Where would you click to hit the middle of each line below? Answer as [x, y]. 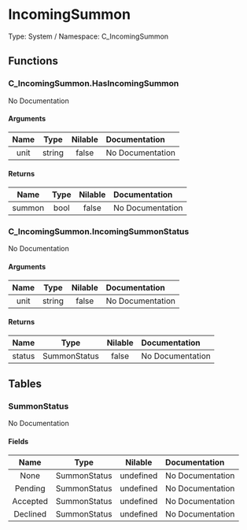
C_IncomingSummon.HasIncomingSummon [94, 83]
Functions [33, 61]
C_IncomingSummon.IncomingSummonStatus [99, 232]
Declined [30, 513]
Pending [30, 488]
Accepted [30, 501]
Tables [25, 384]
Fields [18, 442]
